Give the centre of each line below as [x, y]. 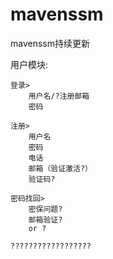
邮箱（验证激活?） [60, 168]
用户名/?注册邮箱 [59, 96]
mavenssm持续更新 [50, 43]
